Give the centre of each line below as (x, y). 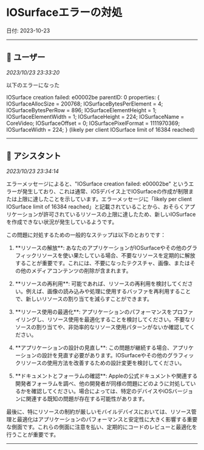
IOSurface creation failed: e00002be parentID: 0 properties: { (83, 97)
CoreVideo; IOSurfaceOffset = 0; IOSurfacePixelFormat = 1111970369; (93, 123)
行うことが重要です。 (33, 434)
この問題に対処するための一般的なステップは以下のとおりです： (86, 235)
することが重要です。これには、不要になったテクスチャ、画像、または (102, 263)
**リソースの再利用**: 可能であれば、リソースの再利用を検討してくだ (101, 284)
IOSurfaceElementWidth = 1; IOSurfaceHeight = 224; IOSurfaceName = (95, 116)
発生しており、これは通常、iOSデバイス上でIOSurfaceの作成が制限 (105, 191)
